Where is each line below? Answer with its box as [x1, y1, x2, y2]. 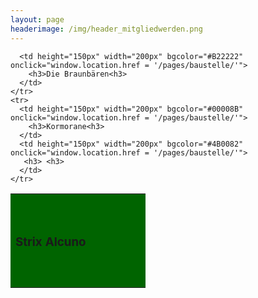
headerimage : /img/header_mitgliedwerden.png [10, 24, 203, 34]
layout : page [10, 14, 65, 25]
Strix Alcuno [15, 234, 87, 250]
